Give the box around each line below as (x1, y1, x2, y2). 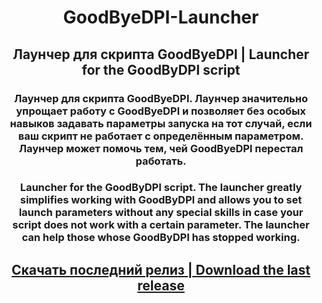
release (137, 277, 185, 294)
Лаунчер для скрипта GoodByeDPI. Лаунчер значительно (14, 91, 308, 105)
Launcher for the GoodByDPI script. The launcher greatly (19, 181, 303, 195)
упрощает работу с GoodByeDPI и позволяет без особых (16, 104, 306, 118)
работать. (135, 154, 187, 168)
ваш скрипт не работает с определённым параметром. (17, 129, 305, 143)
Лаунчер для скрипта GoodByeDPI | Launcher (12, 46, 310, 63)
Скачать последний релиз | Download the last (11, 261, 311, 278)
